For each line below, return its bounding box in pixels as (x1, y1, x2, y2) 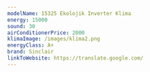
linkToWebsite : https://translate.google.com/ (7, 55, 144, 62)
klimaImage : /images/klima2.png (7, 36, 100, 43)
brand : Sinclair (7, 49, 54, 56)
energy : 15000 (7, 16, 48, 23)
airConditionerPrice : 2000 (7, 29, 85, 36)
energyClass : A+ (7, 42, 54, 49)
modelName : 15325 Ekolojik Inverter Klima (7, 10, 131, 17)
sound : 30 (7, 23, 36, 29)
